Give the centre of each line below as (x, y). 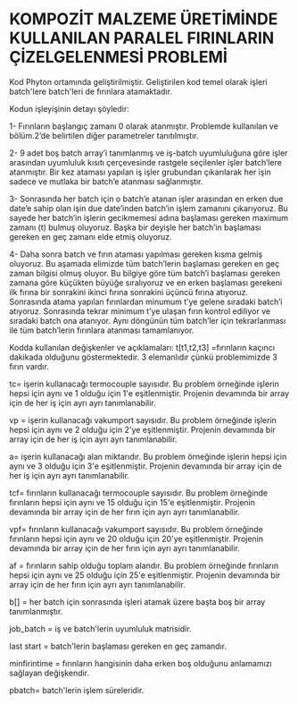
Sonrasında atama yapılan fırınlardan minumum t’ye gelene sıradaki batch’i (146, 301)
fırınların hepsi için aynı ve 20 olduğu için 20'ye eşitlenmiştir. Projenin (137, 539)
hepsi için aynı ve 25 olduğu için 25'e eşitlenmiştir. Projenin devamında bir (145, 575)
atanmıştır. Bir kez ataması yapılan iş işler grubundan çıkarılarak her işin (141, 172)
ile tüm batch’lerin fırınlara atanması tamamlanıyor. (102, 330)
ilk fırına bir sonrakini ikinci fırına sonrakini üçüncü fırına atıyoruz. (128, 292)
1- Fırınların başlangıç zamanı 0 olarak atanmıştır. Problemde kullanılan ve (144, 126)
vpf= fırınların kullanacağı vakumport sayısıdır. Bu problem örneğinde (136, 529)
